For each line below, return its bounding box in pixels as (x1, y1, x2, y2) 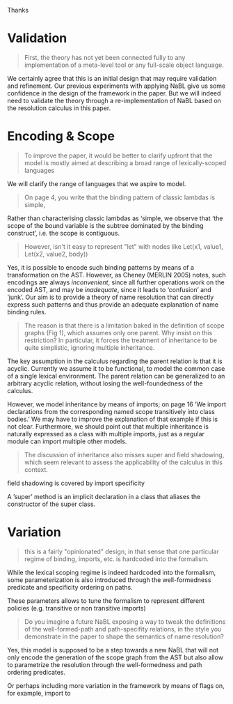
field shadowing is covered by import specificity (7, 479, 145, 487)
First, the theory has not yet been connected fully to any (24, 53, 186, 61)
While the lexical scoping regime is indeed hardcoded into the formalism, (7, 568, 216, 576)
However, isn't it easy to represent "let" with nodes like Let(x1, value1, (24, 242, 224, 250)
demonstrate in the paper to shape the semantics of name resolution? (24, 632, 224, 641)
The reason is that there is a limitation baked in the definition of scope (24, 321, 225, 330)
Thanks (7, 6, 29, 14)
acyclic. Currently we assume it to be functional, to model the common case (7, 364, 225, 372)
